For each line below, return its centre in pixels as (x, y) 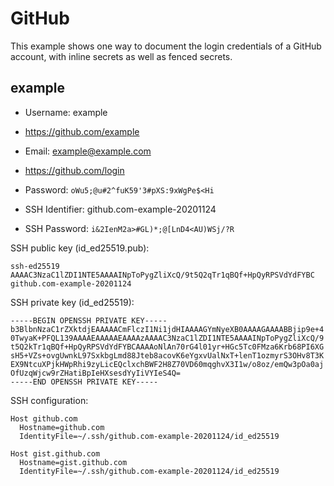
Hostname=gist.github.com (73, 462)
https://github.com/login (74, 170)
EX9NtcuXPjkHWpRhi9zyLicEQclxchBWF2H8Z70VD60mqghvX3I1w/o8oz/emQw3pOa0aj (167, 364)
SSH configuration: (49, 400)
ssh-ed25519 (35, 266)
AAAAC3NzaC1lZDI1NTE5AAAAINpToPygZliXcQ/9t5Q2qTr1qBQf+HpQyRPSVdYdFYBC (162, 275)
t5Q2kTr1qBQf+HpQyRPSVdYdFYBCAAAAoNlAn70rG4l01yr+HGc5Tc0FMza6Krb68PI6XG (167, 347)
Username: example (66, 112)
